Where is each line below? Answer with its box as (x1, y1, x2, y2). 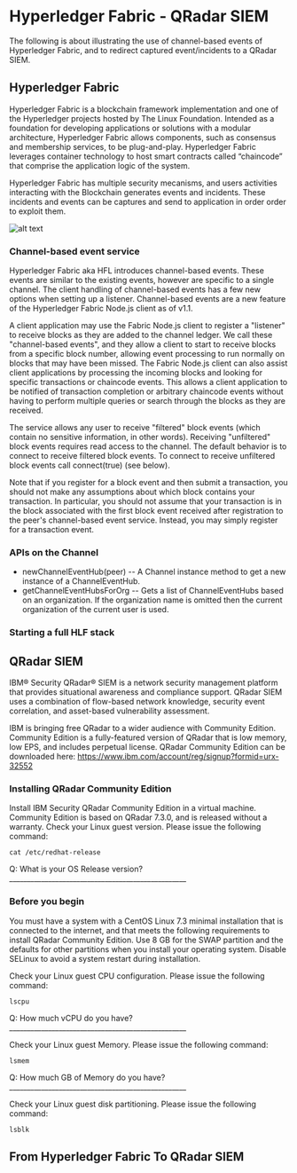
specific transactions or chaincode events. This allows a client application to (9, 377, 288, 388)
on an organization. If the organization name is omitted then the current (21, 594, 283, 605)
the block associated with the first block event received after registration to (9, 506, 284, 516)
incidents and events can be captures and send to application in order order (9, 196, 286, 207)
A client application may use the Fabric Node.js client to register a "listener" (9, 320, 285, 331)
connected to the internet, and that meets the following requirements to (9, 925, 270, 935)
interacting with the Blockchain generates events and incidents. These (9, 186, 266, 197)
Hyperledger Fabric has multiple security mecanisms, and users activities (9, 177, 277, 188)
